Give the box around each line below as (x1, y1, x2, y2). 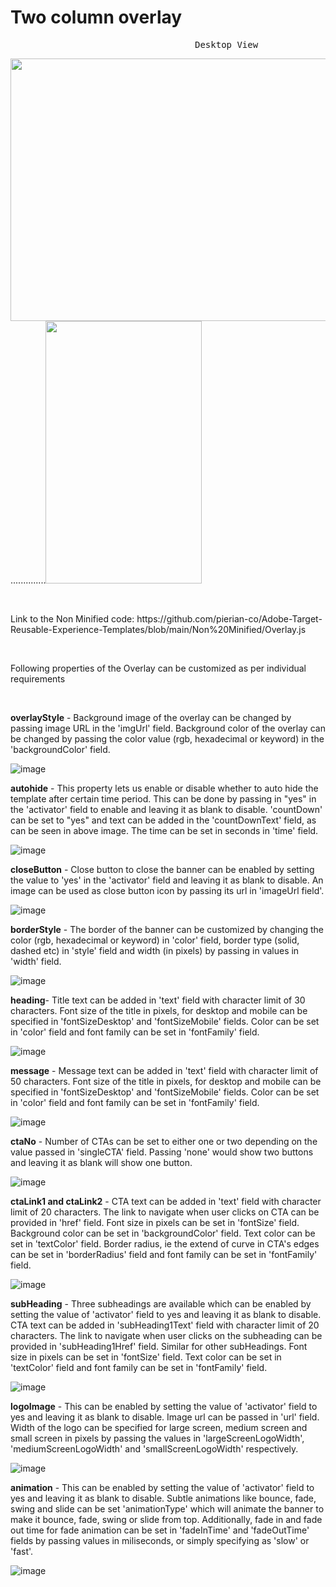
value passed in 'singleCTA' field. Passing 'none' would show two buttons (10, 1146, 314, 1158)
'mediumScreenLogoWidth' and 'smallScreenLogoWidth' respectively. (10, 1442, 299, 1455)
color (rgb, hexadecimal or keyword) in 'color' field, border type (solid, (10, 934, 300, 946)
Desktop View (194, 39, 259, 50)
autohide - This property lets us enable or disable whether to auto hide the (10, 782, 319, 794)
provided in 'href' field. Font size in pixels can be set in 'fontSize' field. (10, 1216, 300, 1228)
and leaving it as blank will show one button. (10, 1156, 193, 1168)
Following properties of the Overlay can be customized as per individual (10, 662, 307, 674)
